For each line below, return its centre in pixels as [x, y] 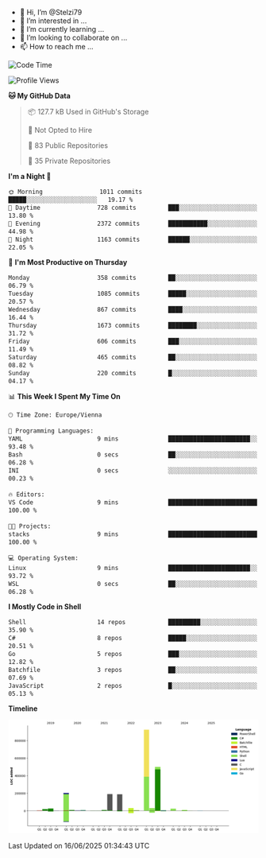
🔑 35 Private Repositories [69, 161]
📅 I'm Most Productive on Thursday [68, 262]
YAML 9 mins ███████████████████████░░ [133, 439]
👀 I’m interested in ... [53, 21]
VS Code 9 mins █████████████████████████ [133, 503]
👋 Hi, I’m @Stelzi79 [51, 12]
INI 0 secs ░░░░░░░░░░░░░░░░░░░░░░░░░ [133, 471]
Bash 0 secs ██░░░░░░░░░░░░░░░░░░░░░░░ [133, 455]
